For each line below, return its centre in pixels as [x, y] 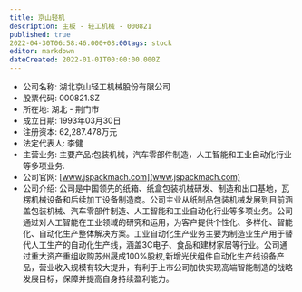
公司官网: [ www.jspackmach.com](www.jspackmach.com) [132, 177]
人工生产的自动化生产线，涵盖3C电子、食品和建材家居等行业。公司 [155, 245]
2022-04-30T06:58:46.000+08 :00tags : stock [91, 43]
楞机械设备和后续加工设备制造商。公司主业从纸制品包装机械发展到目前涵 [157, 199]
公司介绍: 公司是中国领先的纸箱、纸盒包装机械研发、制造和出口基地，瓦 [156, 188]
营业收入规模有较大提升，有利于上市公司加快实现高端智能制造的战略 [166, 267]
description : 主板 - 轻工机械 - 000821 [81, 26]
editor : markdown [42, 52]
